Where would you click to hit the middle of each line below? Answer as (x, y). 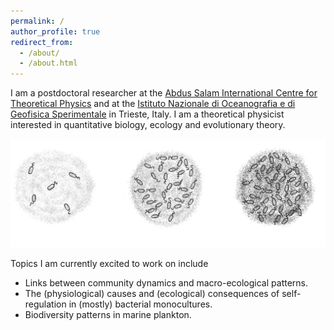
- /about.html (48, 63)
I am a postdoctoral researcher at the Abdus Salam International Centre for (164, 93)
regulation (45, 304)
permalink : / (37, 21)
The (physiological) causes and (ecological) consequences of (152, 294)
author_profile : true (55, 31)
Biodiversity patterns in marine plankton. (108, 315)
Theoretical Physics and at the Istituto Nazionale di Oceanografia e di (153, 104)
